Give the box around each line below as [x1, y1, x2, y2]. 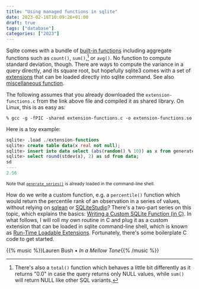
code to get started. [6, 235, 54, 242]
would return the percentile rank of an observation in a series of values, [6, 197, 181, 205]
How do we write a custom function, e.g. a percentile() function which [6, 191, 181, 198]
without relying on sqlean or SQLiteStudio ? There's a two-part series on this [6, 204, 191, 211]
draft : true [6, 20, 36, 26]
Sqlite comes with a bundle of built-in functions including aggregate [6, 47, 172, 54]
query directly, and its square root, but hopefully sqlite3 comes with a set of [6, 66, 191, 74]
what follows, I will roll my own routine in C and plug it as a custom [6, 216, 168, 223]
